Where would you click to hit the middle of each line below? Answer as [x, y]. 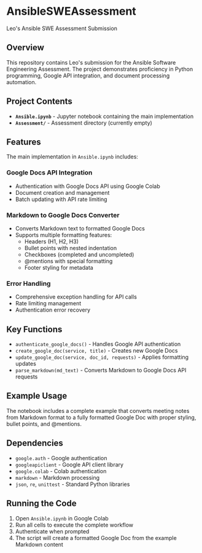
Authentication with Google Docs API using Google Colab [88, 186]
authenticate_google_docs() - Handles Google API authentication [98, 344]
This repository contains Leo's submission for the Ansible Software [91, 62]
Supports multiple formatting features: [64, 235]
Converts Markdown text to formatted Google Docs [80, 228]
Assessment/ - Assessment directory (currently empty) [84, 123]
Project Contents [39, 102]
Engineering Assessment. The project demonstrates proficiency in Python [100, 69]
